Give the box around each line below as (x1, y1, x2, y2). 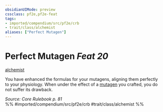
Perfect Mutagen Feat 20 (5, 51, 109, 62)
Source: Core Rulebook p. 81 (5, 96, 62, 102)
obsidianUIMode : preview (5, 7, 55, 12)
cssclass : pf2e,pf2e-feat (5, 12, 57, 17)
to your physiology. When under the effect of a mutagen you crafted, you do (5, 81, 158, 87)
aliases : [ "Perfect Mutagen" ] (5, 30, 67, 35)
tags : (5, 16, 16, 21)
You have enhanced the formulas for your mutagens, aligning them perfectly (5, 76, 158, 82)
